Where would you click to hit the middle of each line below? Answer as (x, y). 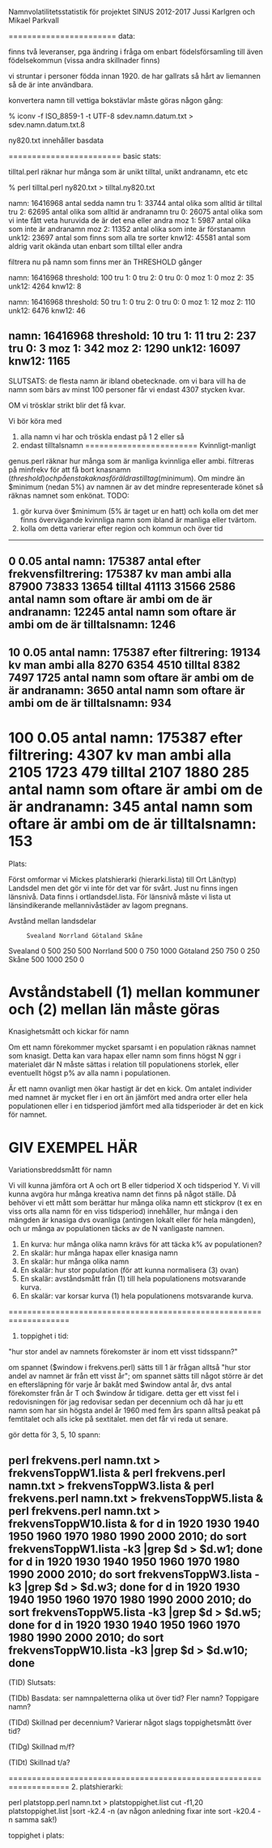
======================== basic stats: (85, 156)
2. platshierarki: (98, 1787)
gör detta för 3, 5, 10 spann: (55, 1435)
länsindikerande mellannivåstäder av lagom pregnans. (98, 905)
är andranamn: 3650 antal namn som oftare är (127, 690)
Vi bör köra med (35, 421)
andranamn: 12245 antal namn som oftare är (122, 612)
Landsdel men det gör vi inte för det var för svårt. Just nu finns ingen (123, 888)
